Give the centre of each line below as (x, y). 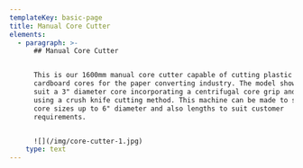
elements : (28, 34)
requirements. (60, 117)
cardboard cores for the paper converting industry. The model (155, 84)
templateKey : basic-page (56, 18)
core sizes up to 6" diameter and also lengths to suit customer (158, 109)
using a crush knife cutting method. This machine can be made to (161, 100)
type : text (46, 149)
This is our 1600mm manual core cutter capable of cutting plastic (163, 75)
